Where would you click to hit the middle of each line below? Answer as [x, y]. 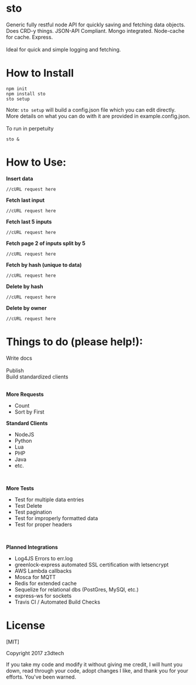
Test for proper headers [43, 524]
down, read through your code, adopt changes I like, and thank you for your [97, 670]
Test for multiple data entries [49, 500]
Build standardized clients [37, 377]
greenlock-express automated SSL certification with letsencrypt [92, 564]
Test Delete [28, 505]
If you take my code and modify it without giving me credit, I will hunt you [94, 664]
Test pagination [33, 512]
